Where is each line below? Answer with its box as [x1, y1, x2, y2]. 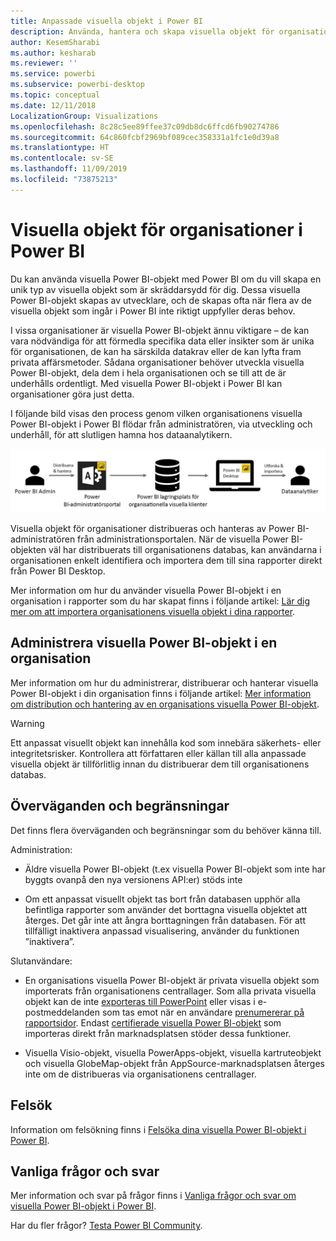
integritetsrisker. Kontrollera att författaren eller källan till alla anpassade [10, 747, 307, 759]
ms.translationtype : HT [10, 143, 110, 153]
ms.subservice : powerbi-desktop [10, 80, 145, 90]
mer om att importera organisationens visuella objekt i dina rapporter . [10, 606, 296, 618]
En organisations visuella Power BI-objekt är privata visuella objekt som [24, 974, 320, 986]
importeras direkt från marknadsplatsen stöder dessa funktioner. [24, 1027, 292, 1039]
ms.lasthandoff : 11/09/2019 [10, 164, 128, 174]
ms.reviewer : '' [10, 58, 78, 69]
